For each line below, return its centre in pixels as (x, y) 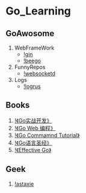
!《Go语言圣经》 (33, 142)
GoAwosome (30, 33)
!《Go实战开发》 (33, 120)
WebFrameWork (34, 48)
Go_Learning (38, 11)
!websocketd (39, 73)
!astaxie (24, 184)
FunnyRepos (30, 67)
